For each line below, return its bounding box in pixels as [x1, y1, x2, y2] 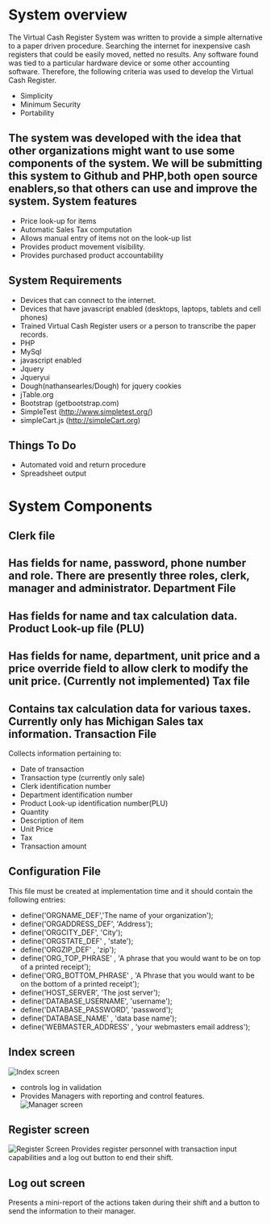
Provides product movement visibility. [19, 241, 145, 251]
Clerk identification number [19, 781, 111, 790]
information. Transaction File [8, 727, 157, 740]
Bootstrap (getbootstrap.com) [19, 398, 119, 408]
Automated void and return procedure [19, 460, 147, 470]
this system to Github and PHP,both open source [8, 170, 258, 183]
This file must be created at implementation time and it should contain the [8, 886, 253, 895]
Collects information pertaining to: [8, 748, 122, 758]
